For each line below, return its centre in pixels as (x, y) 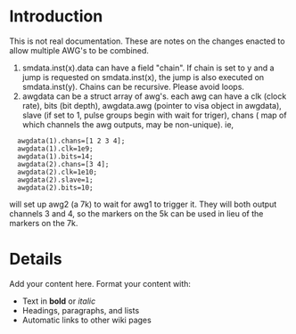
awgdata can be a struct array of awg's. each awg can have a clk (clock (154, 96)
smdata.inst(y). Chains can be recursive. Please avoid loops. (133, 86)
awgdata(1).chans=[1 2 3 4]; (71, 141)
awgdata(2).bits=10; (55, 187)
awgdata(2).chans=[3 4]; (63, 164)
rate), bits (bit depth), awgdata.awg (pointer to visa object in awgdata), (152, 105)
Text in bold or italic (59, 301)
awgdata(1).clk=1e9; (55, 149)
